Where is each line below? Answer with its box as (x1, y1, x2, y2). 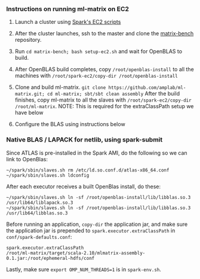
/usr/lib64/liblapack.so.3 (6, 200, 73, 206)
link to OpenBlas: (6, 155, 48, 163)
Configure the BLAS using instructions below (14, 121, 125, 128)
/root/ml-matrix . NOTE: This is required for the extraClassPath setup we (14, 103, 194, 110)
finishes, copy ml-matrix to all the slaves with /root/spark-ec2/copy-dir (14, 96, 192, 103)
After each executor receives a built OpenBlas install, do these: (6, 183, 161, 190)
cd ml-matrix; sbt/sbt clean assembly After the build (47, 90, 180, 97)
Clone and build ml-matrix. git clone (14, 84, 106, 91)
